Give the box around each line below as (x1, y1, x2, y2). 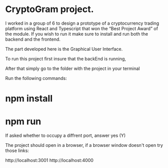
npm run (5, 116, 41, 127)
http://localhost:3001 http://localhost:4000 (5, 157, 94, 163)
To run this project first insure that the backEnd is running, (5, 55, 126, 61)
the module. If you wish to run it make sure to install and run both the (5, 31, 148, 37)
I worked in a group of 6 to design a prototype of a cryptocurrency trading (5, 20, 159, 26)
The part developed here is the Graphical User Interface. (5, 46, 123, 52)
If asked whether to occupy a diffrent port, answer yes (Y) (5, 132, 126, 139)
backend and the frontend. (5, 36, 61, 42)
